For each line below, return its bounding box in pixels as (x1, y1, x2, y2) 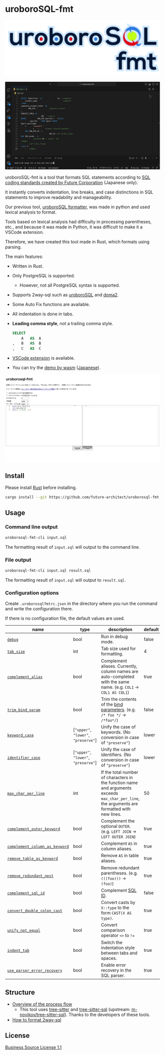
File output (5, 556, 31, 563)
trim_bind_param (7, 707, 41, 713)
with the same (101, 678, 130, 684)
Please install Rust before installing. (5, 485, 77, 490)
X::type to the (101, 904, 130, 911)
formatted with (101, 806, 131, 812)
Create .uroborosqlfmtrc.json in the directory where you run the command (5, 601, 158, 606)
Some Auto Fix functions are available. (12, 301, 90, 307)
